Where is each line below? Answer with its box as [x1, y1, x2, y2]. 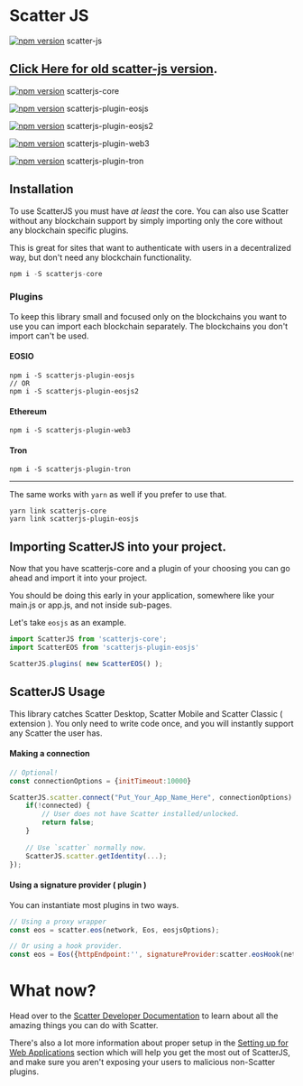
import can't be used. [9, 330, 89, 341]
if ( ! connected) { [25, 801, 91, 811]
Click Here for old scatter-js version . [9, 61, 218, 77]
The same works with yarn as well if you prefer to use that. [9, 489, 227, 500]
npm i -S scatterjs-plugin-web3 [9, 426, 131, 435]
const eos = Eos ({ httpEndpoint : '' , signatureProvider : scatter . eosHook [9, 950, 280, 960]
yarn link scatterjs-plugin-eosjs [9, 515, 140, 524]
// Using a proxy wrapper [9, 917, 106, 926]
